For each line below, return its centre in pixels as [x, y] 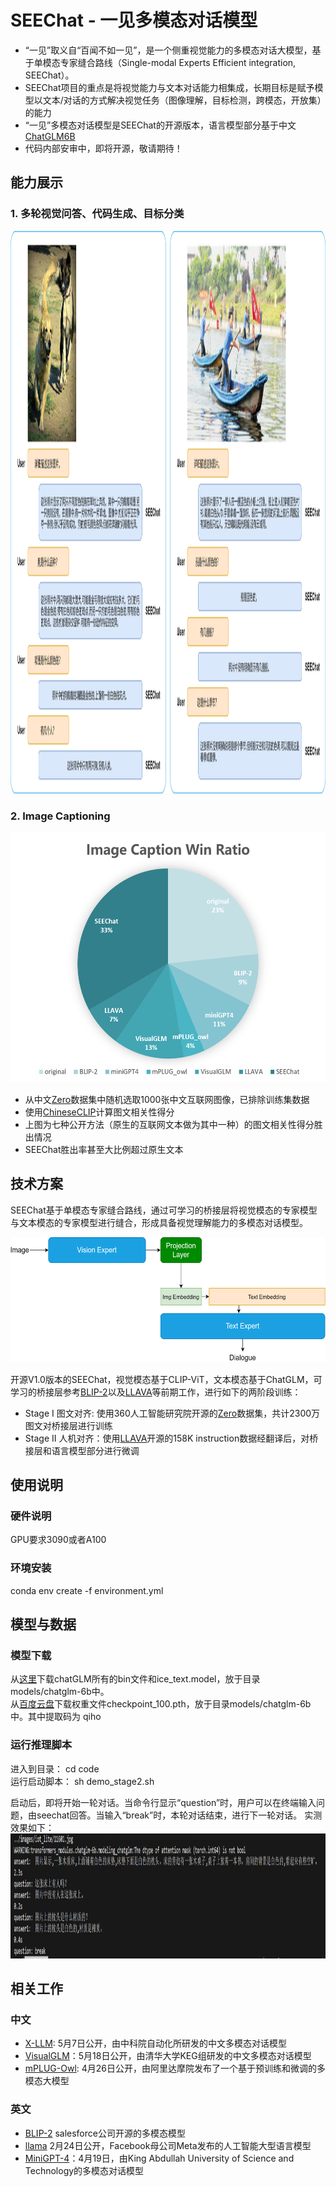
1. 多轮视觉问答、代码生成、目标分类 [97, 214]
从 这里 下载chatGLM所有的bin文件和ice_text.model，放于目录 [135, 1679]
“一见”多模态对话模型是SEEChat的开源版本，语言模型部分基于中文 [160, 125]
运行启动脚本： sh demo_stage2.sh [82, 1781]
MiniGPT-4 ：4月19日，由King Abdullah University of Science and [159, 2158]
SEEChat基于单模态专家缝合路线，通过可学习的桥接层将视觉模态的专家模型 [164, 1210]
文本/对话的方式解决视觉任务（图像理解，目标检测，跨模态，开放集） [182, 100]
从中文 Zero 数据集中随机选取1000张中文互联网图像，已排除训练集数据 [167, 1099]
